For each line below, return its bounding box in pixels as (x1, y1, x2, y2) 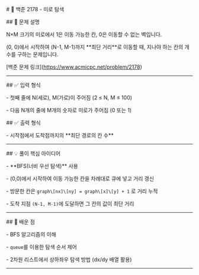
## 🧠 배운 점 (6, 218, 36, 225)
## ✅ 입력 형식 (6, 82, 41, 88)
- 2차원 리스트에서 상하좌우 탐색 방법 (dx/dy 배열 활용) (6, 256, 132, 263)
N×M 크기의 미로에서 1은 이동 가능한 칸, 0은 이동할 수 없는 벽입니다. (6, 31, 162, 38)
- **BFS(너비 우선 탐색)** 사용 (6, 163, 78, 169)
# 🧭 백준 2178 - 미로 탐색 (6, 6, 65, 12)
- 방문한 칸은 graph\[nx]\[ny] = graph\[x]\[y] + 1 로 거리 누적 (6, 187, 158, 195)
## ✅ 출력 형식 (6, 119, 41, 126)
